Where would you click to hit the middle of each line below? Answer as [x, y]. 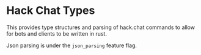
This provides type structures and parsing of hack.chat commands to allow [101, 27]
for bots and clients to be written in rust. [57, 33]
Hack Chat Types [51, 11]
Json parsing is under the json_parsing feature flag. [72, 45]
